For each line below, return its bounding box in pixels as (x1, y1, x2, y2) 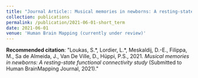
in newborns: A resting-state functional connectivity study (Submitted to (6, 59, 182, 66)
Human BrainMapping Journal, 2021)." (6, 65, 99, 72)
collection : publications (6, 14, 70, 20)
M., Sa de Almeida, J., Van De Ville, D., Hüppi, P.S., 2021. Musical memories (6, 53, 190, 60)
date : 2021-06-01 (6, 25, 49, 31)
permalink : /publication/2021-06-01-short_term (6, 19, 126, 25)
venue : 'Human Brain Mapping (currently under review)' (6, 30, 146, 36)
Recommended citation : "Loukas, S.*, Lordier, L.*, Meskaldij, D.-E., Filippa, (6, 46, 187, 53)
